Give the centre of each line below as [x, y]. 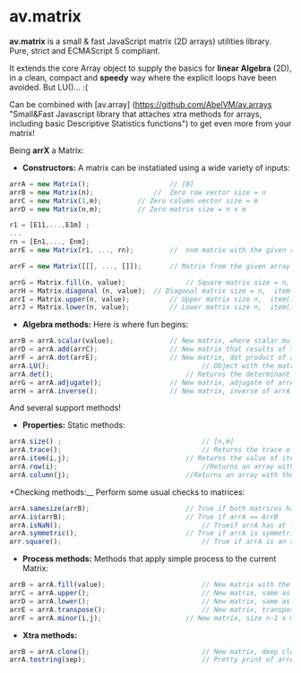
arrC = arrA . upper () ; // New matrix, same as [150, 593]
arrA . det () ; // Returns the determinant [150, 374]
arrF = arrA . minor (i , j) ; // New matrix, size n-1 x [148, 618]
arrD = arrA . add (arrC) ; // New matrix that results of [148, 349]
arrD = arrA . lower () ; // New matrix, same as [150, 601]
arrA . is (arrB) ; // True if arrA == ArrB [144, 516]
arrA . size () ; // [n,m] [122, 442]
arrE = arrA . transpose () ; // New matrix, [133, 609]
